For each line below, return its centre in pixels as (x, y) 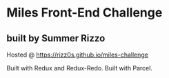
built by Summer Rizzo (56, 38)
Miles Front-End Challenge (84, 13)
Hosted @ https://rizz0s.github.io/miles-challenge (78, 55)
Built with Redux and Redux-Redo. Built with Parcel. (80, 68)
